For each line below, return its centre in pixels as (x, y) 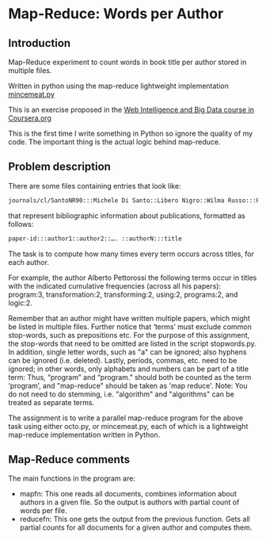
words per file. (43, 511)
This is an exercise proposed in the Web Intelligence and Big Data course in (131, 109)
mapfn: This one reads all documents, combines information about (128, 494)
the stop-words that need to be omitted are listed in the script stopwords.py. (133, 343)
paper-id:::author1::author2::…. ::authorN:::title (95, 239)
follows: (21, 224)
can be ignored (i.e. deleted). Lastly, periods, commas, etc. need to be (123, 360)
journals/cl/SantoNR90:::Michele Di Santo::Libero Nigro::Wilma (116, 200)
